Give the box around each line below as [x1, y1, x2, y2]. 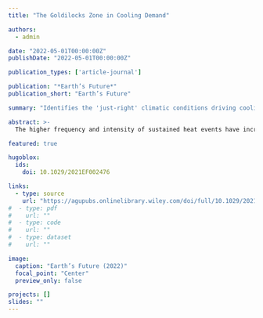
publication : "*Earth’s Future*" [8, 83, 117, 91]
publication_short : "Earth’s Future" [8, 90, 131, 98]
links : [8, 182, 30, 190]
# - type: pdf [8, 204, 58, 212]
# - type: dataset [8, 233, 72, 241]
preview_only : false [15, 276, 82, 284]
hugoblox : [8, 154, 41, 161]
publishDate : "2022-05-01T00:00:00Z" [8, 54, 131, 63]
